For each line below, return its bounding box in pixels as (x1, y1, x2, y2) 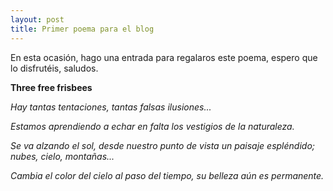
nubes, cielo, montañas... (10, 150, 115, 162)
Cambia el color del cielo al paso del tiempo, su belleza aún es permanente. (10, 169, 325, 181)
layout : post (10, 14, 65, 25)
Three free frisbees (10, 81, 93, 93)
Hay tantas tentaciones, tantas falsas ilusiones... (10, 101, 212, 113)
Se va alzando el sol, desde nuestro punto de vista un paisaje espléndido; (10, 139, 315, 151)
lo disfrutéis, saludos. (10, 62, 99, 74)
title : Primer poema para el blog (10, 24, 155, 34)
